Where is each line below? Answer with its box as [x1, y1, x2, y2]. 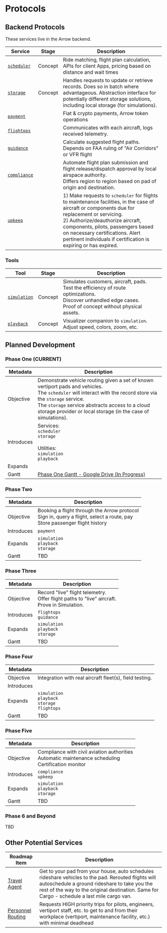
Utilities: [37, 445, 57, 452]
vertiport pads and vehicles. [37, 383, 103, 390]
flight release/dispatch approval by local [63, 165, 157, 172]
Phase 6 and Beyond [5, 813, 56, 820]
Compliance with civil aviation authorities [37, 749, 133, 756]
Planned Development [5, 340, 76, 349]
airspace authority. [63, 171, 107, 178]
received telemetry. [63, 131, 108, 137]
